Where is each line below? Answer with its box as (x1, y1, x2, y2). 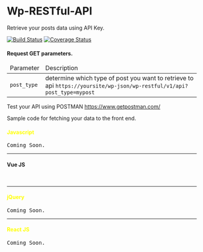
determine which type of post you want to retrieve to (45, 74, 194, 83)
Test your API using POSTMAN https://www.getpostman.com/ (7, 103, 161, 110)
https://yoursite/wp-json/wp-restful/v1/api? (55, 83, 189, 90)
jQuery (7, 194, 25, 201)
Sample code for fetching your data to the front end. (7, 115, 136, 122)
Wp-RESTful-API (7, 4, 93, 18)
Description (45, 64, 78, 72)
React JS (7, 226, 30, 233)
